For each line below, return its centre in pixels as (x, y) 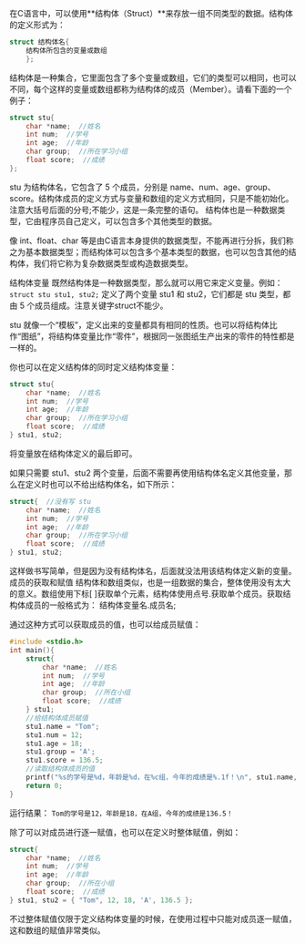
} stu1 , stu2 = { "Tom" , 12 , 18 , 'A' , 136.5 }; (102, 900)
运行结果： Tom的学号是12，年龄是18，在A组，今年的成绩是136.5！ (122, 813)
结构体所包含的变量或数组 (66, 50)
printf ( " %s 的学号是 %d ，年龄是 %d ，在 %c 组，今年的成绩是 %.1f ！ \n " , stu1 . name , (162, 777)
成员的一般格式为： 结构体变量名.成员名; (101, 605)
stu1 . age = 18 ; (55, 744)
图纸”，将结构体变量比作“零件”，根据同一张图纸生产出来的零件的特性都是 (158, 336)
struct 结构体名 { (40, 42)
